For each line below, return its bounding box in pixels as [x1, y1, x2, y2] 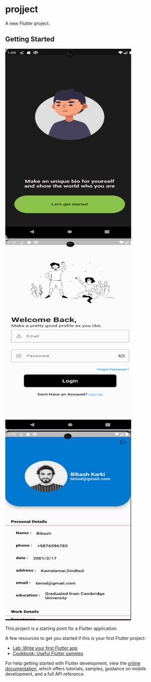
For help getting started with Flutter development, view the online [5, 660, 141, 666]
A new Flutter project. [5, 20, 50, 26]
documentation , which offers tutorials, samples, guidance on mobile [5, 665, 146, 671]
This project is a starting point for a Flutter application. [5, 625, 118, 631]
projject [5, 4, 39, 15]
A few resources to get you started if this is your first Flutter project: [5, 635, 146, 641]
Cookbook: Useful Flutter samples [12, 650, 84, 656]
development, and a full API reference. [5, 671, 85, 677]
